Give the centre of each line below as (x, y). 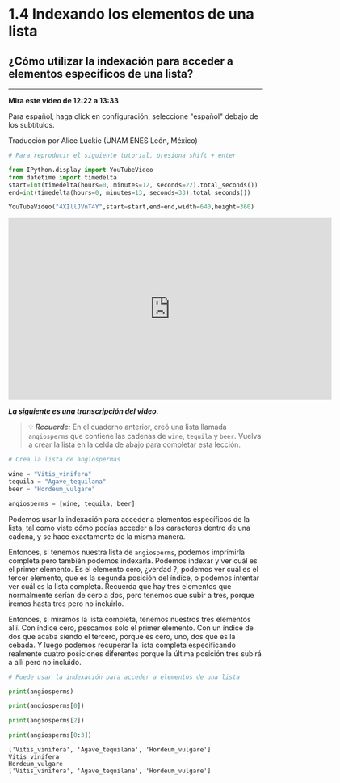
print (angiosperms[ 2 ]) (46, 721)
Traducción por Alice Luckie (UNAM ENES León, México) (103, 141)
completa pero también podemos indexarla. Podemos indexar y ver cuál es (133, 560)
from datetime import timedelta (63, 177)
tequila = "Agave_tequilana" (57, 482)
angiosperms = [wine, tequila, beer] (72, 503)
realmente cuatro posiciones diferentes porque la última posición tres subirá (135, 653)
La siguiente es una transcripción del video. (84, 411)
